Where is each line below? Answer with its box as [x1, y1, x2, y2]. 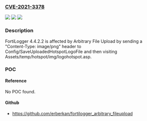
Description [5, 27, 34, 34]
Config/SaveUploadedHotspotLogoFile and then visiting [5, 49, 117, 54]
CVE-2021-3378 [5, 3, 45, 10]
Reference [5, 78, 27, 84]
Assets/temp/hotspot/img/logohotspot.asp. [5, 53, 92, 59]
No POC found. [5, 88, 36, 94]
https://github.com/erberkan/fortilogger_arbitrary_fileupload [12, 110, 133, 116]
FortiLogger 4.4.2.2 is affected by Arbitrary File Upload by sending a [5, 38, 143, 44]
